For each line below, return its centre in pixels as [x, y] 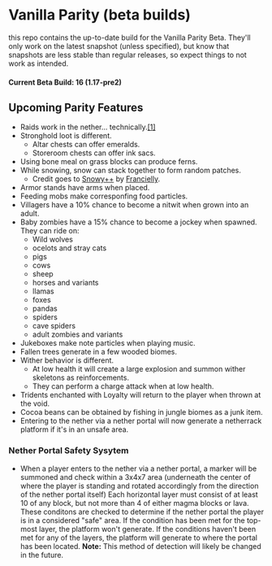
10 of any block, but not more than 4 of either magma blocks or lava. [134, 503]
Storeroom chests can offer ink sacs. [94, 153]
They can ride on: [50, 231]
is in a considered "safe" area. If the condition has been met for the [132, 520]
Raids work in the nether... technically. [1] [88, 127]
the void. [35, 403]
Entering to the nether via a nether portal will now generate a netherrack [141, 421]
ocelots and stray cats [69, 248]
